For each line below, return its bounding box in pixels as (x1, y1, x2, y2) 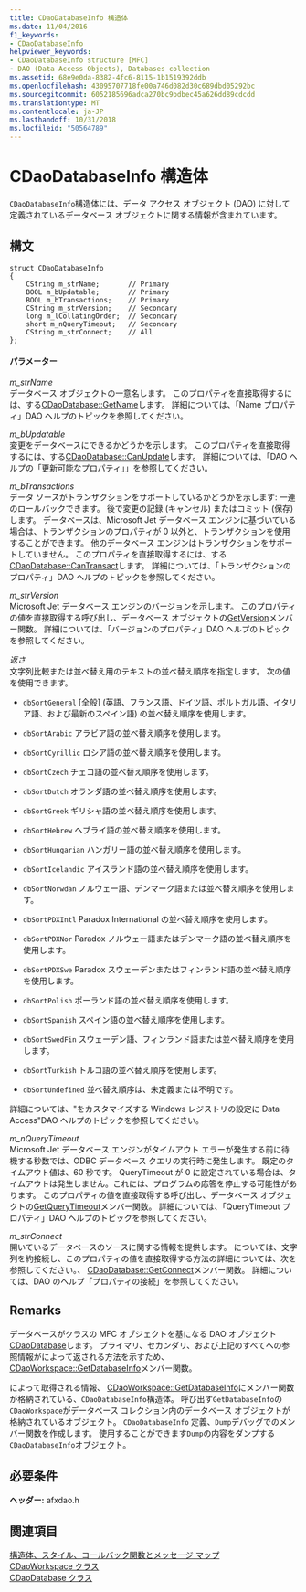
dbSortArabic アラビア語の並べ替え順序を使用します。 (22, 727, 227, 738)
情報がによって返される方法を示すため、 (16, 1351, 169, 1362)
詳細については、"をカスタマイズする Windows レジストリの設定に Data (9, 1103, 280, 1114)
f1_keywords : (9, 30, 59, 39)
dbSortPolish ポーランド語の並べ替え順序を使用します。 (22, 994, 235, 1005)
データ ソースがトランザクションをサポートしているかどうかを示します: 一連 (9, 491, 296, 503)
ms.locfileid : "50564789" (9, 124, 108, 133)
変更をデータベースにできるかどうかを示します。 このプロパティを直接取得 (9, 440, 290, 451)
